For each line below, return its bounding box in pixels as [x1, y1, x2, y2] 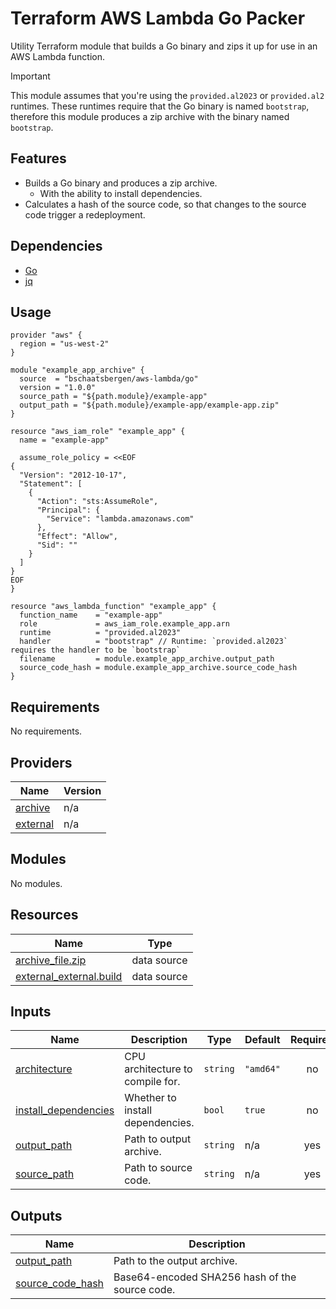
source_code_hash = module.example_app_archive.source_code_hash [19, 663, 298, 673]
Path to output [124, 1132, 192, 1146]
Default [244, 1033, 281, 1047]
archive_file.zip [15, 953, 87, 967]
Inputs [10, 1003, 52, 1021]
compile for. [124, 1075, 181, 1089]
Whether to [124, 1091, 177, 1105]
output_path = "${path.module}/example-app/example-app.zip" [19, 400, 280, 411]
